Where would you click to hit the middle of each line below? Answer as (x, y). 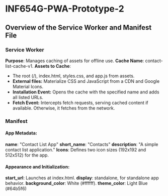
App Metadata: (21, 133)
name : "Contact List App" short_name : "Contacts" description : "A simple (82, 144)
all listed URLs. (28, 97)
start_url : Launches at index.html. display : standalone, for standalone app (82, 178)
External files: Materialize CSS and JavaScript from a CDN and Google (86, 81)
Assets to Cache (52, 66)
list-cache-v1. (19, 66)
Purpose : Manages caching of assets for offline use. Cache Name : (75, 61)
